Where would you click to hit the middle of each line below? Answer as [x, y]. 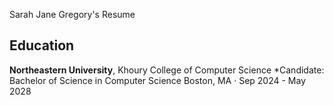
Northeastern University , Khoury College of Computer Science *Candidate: [167, 70]
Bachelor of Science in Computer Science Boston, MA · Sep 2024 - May [158, 80]
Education [42, 45]
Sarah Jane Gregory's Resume [72, 14]
